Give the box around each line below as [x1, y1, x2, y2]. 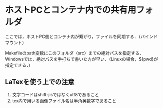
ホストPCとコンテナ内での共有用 [5, 4, 136, 16]
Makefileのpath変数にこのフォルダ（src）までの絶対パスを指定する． [5, 50, 144, 56]
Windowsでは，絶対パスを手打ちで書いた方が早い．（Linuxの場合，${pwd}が [5, 56, 158, 62]
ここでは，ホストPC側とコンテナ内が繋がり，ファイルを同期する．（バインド [5, 34, 158, 39]
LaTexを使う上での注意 [5, 78, 74, 86]
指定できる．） [5, 62, 33, 68]
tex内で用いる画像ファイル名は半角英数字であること [12, 98, 117, 104]
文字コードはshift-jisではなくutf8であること [12, 91, 99, 97]
